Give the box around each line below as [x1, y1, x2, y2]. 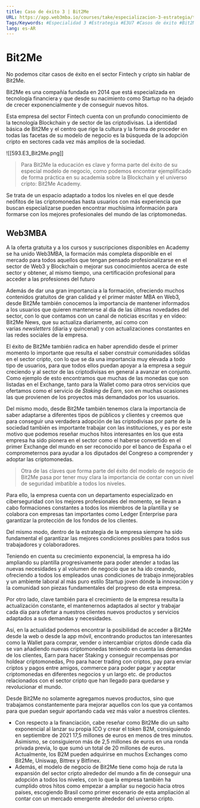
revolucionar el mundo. [6, 683, 63, 690]
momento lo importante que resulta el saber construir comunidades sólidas [6, 349, 190, 356]
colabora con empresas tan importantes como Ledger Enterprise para [6, 511, 177, 517]
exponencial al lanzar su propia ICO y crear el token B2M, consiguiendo [14, 725, 190, 732]
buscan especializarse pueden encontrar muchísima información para [6, 204, 178, 212]
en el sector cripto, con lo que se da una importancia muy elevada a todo [6, 356, 186, 362]
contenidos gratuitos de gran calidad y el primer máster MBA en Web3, [6, 293, 180, 300]
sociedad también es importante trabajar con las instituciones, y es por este [6, 424, 192, 431]
